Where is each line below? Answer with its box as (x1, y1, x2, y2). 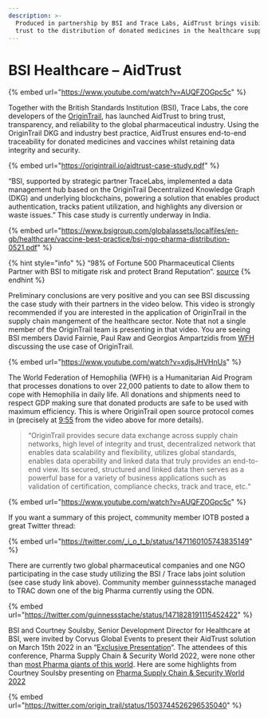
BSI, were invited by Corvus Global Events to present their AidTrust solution (8, 634, 257, 644)
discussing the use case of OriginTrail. (8, 341, 134, 352)
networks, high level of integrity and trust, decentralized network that (27, 439, 256, 449)
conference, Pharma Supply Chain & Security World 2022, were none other (8, 651, 255, 660)
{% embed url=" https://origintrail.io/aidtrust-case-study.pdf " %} (8, 161, 220, 170)
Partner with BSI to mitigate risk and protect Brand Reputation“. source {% (8, 267, 251, 277)
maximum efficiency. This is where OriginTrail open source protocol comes (8, 407, 254, 417)
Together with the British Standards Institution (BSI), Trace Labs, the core (8, 103, 249, 113)
